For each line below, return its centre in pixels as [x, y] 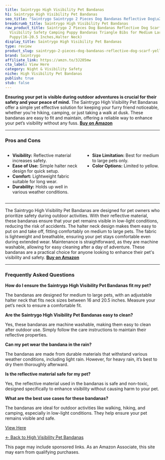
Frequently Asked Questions [40, 275]
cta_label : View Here [27, 64]
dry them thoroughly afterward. [37, 365]
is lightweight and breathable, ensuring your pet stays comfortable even [78, 236]
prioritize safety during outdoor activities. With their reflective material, [77, 215]
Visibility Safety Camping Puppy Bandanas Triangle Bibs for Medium [81, 32]
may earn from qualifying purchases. [42, 452]
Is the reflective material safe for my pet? [48, 374]
